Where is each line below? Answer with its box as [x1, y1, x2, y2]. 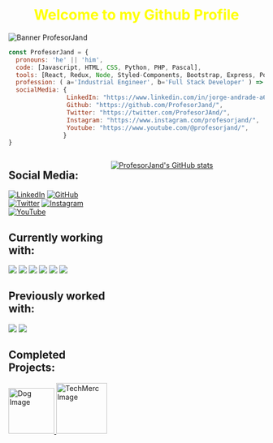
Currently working [8, 230, 103, 244]
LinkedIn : [66, 93, 100, 102]
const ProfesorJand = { [8, 48, 89, 56]
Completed [8, 348, 67, 362]
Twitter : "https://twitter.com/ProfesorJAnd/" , [66, 108, 231, 117]
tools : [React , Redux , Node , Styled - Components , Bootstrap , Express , [15, 71, 256, 79]
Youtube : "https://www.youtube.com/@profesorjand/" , [66, 123, 249, 131]
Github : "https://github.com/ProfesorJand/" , [66, 101, 223, 110]
